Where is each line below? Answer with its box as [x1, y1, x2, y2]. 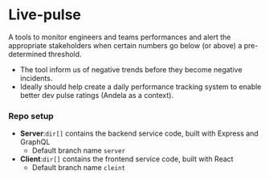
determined [8, 49, 47, 59]
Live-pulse [8, 6, 82, 24]
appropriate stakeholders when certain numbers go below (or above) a [8, 40, 243, 50]
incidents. [19, 73, 53, 83]
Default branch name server [31, 146, 126, 156]
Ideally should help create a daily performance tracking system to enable [19, 82, 262, 92]
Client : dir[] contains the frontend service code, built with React [19, 154, 234, 164]
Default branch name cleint [31, 163, 126, 173]
